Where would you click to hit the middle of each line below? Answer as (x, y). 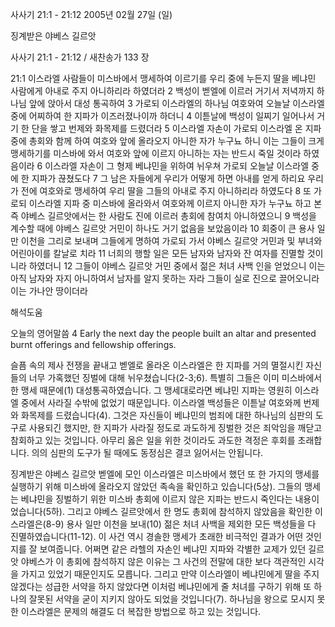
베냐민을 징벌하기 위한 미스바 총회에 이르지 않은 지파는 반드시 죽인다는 (156, 499)
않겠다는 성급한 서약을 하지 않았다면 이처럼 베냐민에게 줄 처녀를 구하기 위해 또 (161, 586)
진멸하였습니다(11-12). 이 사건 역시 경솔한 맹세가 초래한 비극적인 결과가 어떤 (157, 536)
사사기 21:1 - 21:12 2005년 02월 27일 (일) (91, 14)
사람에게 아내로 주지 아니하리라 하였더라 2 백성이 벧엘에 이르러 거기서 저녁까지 (162, 91)
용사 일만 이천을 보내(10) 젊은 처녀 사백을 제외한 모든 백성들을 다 (191, 524)
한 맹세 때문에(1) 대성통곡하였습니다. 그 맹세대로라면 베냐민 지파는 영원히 (151, 390)
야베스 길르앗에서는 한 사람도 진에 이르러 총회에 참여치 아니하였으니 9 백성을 (168, 216)
